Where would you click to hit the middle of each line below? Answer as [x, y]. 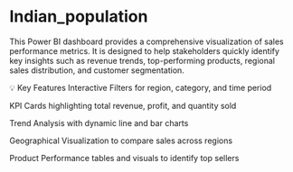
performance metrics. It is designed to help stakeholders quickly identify [145, 50]
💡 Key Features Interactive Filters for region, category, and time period [141, 87]
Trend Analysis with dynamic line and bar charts [99, 122]
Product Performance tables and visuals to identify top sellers [124, 158]
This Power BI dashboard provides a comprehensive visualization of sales [146, 41]
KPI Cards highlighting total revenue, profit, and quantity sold [123, 105]
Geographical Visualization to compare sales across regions [121, 140]
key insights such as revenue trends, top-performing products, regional [142, 60]
